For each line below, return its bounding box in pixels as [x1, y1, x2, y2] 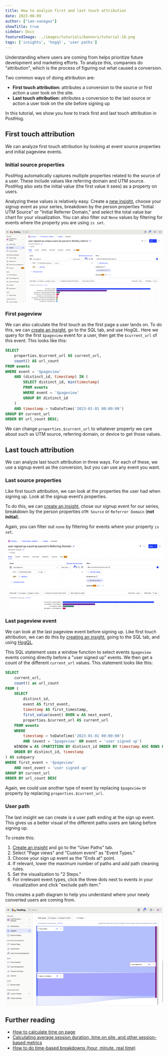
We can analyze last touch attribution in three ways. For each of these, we [5, 459, 158, 465]
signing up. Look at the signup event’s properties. [5, 493, 107, 499]
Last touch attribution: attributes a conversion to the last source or [12, 95, 151, 101]
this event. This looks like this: [5, 338, 67, 344]
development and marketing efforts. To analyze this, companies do [5, 59, 143, 65]
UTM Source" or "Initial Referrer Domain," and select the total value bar [5, 209, 152, 215]
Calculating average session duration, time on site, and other [12, 1034, 138, 1040]
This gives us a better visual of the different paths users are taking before [5, 820, 156, 826]
